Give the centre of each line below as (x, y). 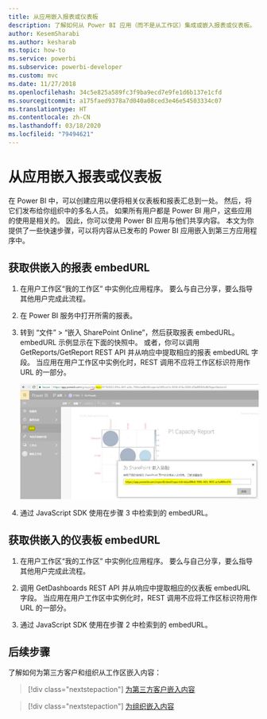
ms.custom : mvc (33, 76)
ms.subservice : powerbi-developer (66, 68)
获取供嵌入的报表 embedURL (79, 268)
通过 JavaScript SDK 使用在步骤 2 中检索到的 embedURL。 (116, 624)
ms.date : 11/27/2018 (43, 84)
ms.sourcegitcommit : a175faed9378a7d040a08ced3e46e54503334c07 (115, 101)
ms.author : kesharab (43, 42)
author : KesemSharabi (44, 33)
